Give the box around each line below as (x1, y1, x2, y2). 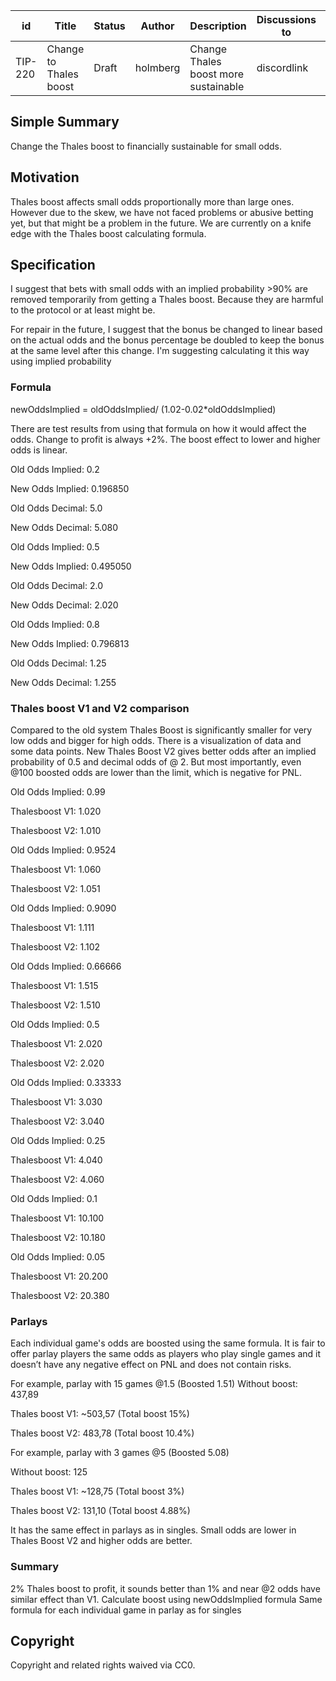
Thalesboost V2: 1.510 (10, 999, 101, 1011)
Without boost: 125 (10, 1466, 88, 1478)
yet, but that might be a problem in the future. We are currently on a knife (10, 217, 312, 229)
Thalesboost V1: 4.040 (10, 1154, 103, 1166)
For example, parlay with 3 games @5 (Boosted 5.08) (10, 1447, 230, 1459)
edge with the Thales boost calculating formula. (10, 227, 207, 239)
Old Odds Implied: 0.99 (10, 786, 106, 798)
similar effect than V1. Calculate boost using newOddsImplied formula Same (10, 1593, 323, 1605)
